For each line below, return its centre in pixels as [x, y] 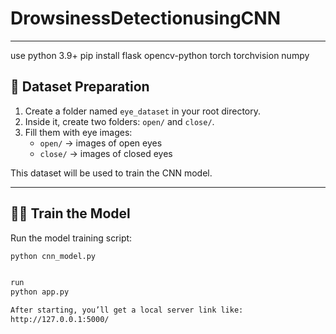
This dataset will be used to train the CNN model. [111, 173]
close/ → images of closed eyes [106, 153]
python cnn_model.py [53, 256]
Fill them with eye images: [78, 132]
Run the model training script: [71, 238]
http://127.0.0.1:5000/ [60, 320]
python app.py [40, 292]
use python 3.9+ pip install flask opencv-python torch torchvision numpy [160, 55]
